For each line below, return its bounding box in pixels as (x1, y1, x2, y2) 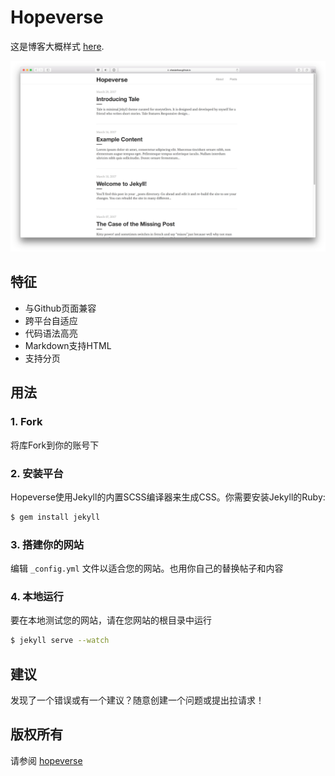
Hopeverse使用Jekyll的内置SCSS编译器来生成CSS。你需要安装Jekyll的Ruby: (10, 491, 326, 503)
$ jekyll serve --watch (10, 636, 110, 646)
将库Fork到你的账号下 (10, 439, 100, 451)
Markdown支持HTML (24, 339, 112, 351)
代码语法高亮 (24, 327, 78, 339)
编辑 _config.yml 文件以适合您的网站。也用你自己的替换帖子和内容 (10, 562, 284, 575)
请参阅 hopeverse (10, 754, 83, 766)
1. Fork (10, 415, 43, 429)
